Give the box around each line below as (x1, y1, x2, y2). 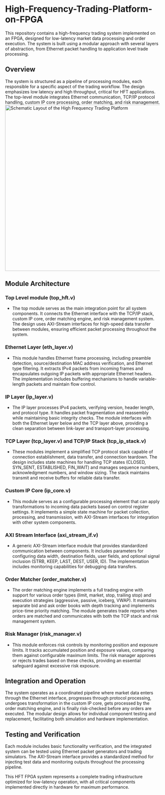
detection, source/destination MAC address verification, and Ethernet (12, 360, 153, 366)
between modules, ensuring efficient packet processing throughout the (12, 326, 157, 332)
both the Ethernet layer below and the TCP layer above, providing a (12, 420, 148, 426)
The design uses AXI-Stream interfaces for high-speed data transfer (12, 321, 151, 327)
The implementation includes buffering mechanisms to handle (12, 376, 137, 382)
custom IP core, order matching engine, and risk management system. (12, 316, 155, 322)
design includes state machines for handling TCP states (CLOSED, (12, 459, 146, 465)
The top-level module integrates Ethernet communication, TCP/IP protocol (5, 94, 155, 100)
